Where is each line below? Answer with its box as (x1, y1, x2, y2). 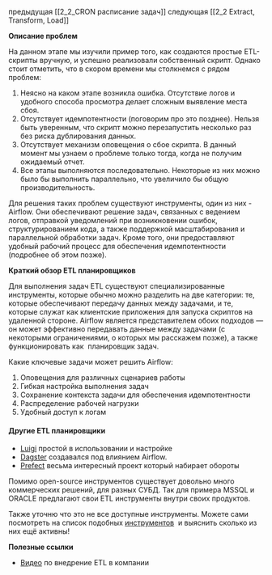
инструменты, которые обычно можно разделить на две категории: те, (8, 290, 255, 299)
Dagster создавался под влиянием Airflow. (19, 452, 168, 462)
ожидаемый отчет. (19, 157, 85, 167)
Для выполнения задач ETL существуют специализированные (8, 281, 225, 290)
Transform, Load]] (8, 15, 70, 25)
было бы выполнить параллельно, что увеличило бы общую (19, 174, 229, 184)
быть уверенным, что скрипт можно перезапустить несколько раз (19, 123, 252, 132)
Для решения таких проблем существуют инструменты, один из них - (8, 198, 253, 208)
